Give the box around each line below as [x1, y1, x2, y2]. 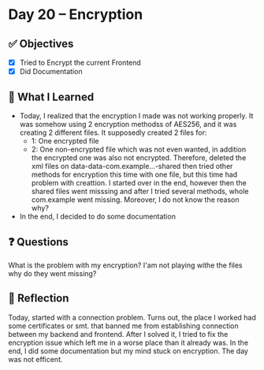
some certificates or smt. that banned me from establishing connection [8, 321, 239, 331]
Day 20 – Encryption [8, 6, 143, 24]
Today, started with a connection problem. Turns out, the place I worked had [8, 312, 256, 322]
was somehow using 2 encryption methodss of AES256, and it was [19, 119, 237, 129]
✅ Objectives [8, 37, 74, 50]
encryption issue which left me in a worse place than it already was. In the [8, 338, 249, 347]
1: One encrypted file [31, 136, 99, 145]
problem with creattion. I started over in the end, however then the [31, 178, 247, 187]
